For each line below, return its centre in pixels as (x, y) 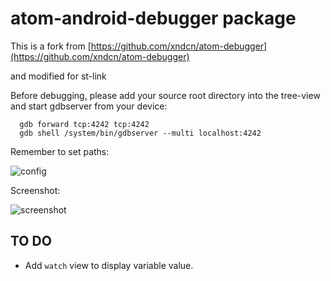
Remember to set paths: (60, 151)
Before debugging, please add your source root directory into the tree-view (165, 95)
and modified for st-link (58, 76)
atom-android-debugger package (153, 18)
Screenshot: (35, 190)
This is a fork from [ (51, 46)
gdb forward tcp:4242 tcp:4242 (84, 124)
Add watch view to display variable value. (109, 265)
